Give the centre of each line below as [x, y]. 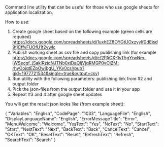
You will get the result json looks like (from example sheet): [65, 104]
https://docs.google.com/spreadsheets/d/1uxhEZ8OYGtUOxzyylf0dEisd [85, 42]
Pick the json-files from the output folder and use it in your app [76, 89]
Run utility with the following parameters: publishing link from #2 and [82, 79]
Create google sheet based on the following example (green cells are [82, 31]
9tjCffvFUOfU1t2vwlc [34, 47]
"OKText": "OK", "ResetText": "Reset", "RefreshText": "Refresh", [70, 134]
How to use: [17, 22]
